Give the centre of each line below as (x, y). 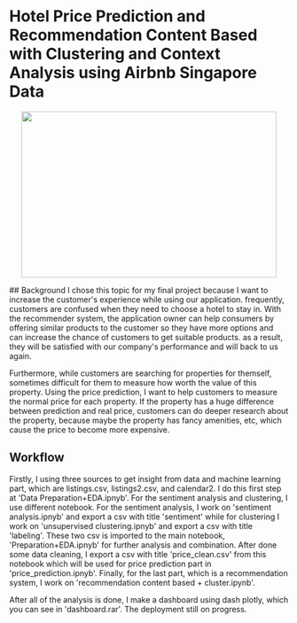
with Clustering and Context (115, 54)
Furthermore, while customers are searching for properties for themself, (141, 373)
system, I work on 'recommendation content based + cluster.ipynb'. (132, 582)
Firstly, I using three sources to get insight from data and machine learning (145, 479)
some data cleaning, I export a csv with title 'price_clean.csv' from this (138, 554)
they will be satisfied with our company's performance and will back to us (144, 347)
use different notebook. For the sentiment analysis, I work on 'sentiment (141, 507)
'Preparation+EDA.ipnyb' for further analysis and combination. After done (143, 545)
